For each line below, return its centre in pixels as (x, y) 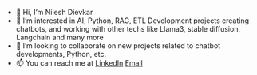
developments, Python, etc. (61, 54)
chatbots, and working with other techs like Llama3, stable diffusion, (128, 29)
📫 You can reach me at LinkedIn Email (79, 63)
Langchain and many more (59, 37)
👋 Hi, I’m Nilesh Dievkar (54, 12)
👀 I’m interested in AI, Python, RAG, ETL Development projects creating (132, 21)
